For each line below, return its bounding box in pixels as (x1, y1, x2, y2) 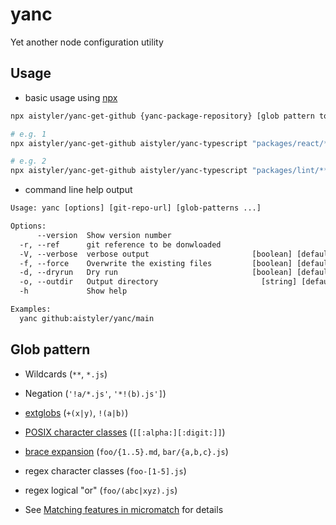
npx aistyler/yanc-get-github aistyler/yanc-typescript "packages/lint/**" (10, 166, 333, 176)
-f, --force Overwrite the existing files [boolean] (19, 258, 293, 268)
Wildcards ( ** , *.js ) (24, 368, 108, 380)
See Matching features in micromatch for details (24, 503, 224, 515)
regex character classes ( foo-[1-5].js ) (24, 464, 187, 477)
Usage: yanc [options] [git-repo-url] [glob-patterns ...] (10, 203, 262, 213)
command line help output (24, 184, 133, 196)
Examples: (10, 304, 52, 314)
